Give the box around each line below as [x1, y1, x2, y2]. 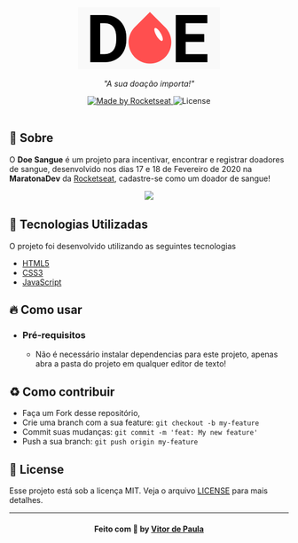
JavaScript [21, 277, 62, 287]
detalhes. [9, 494, 43, 505]
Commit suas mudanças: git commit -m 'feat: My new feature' [21, 427, 259, 437]
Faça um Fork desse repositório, [21, 408, 140, 419]
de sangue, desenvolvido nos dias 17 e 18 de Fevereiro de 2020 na [9, 163, 253, 174]
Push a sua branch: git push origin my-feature [21, 437, 199, 447]
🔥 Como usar [9, 303, 82, 318]
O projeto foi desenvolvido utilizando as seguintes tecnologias [9, 240, 237, 251]
